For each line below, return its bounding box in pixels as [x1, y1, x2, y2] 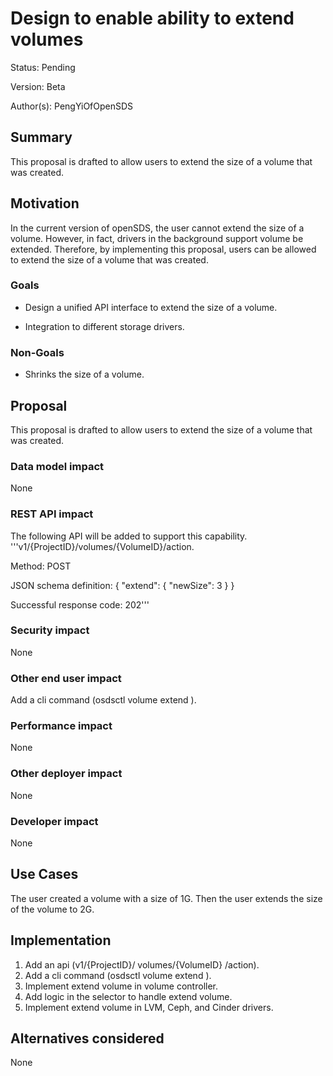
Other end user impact [10, 671, 122, 685]
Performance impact [10, 719, 113, 733]
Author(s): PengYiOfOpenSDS [10, 100, 134, 112]
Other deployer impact [10, 767, 123, 781]
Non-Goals [10, 345, 65, 359]
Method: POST [10, 560, 72, 572]
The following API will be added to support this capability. [10, 530, 248, 542]
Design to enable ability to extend [10, 7, 295, 30]
